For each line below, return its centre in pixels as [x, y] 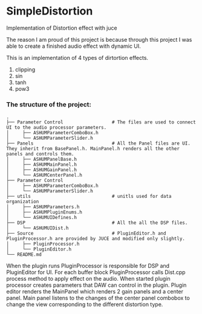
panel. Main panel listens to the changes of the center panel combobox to [98, 298]
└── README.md [24, 255]
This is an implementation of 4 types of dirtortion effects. [77, 57]
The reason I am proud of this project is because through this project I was [99, 39]
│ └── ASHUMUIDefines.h [42, 218]
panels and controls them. [40, 154]
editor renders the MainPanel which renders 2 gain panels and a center [95, 292]
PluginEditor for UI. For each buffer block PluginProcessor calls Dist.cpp [96, 272]
